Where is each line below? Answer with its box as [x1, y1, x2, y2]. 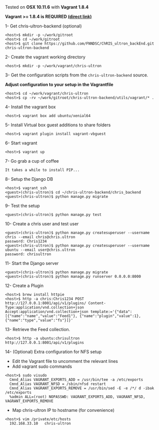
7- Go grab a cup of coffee [5, 158, 59, 164]
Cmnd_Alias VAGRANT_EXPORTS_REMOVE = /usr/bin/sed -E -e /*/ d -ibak [9, 386, 154, 391]
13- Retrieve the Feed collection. [5, 327, 70, 332]
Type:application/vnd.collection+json [5, 305, 84, 310]
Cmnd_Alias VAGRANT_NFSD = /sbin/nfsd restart [9, 382, 106, 386]
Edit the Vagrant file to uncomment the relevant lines [12, 358, 118, 364]
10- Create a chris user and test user [5, 221, 79, 227]
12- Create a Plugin [5, 283, 44, 288]
